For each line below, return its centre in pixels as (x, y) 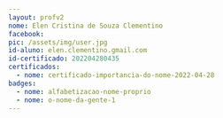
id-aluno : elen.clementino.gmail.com (78, 51)
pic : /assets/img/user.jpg (58, 42)
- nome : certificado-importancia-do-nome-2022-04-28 (115, 75)
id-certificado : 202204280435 (64, 59)
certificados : (35, 67)
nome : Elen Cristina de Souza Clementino (86, 26)
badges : (23, 83)
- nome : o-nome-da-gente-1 (66, 100)
